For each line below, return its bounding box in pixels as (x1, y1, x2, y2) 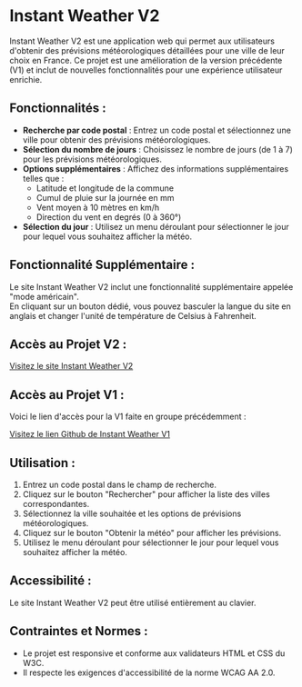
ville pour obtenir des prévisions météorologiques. (22, 134, 211, 145)
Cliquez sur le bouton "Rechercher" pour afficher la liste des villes (22, 489, 270, 500)
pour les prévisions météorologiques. (22, 154, 162, 164)
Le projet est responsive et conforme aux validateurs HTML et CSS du (22, 647, 286, 659)
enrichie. (9, 74, 43, 85)
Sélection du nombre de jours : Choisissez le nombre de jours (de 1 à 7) (22, 144, 294, 154)
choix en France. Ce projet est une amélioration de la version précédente (9, 55, 283, 65)
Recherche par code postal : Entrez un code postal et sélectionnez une (22, 124, 291, 135)
